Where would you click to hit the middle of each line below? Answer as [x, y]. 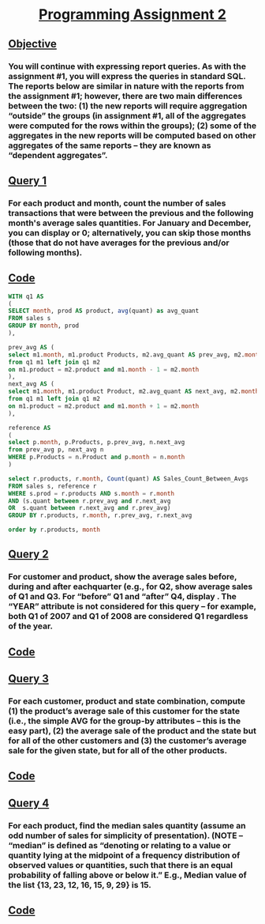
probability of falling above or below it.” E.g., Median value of [127, 875]
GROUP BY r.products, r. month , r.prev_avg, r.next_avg [100, 515]
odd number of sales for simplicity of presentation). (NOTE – [125, 835]
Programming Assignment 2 [132, 15]
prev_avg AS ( [32, 347]
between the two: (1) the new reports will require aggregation [128, 106]
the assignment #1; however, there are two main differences [125, 96]
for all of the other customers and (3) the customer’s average [127, 741]
